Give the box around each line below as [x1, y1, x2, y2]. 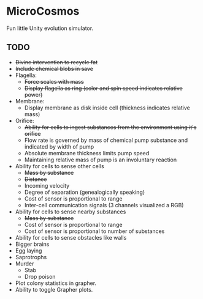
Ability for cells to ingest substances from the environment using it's [24, 124, 197, 131]
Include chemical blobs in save [15, 65, 94, 72]
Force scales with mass [24, 78, 84, 85]
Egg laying [15, 246, 42, 254]
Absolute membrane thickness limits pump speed [24, 149, 150, 157]
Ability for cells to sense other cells [15, 162, 104, 169]
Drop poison [24, 273, 56, 280]
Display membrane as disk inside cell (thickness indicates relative [24, 104, 190, 111]
